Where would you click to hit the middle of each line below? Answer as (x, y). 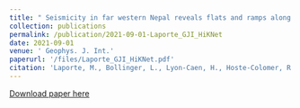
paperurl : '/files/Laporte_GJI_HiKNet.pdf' (92, 59)
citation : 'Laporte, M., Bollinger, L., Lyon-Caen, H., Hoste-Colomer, (146, 68)
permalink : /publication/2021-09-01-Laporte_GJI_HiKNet (116, 34)
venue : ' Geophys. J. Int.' (62, 51)
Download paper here (49, 93)
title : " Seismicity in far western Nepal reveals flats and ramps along (150, 18)
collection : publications (57, 26)
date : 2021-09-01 (42, 43)
